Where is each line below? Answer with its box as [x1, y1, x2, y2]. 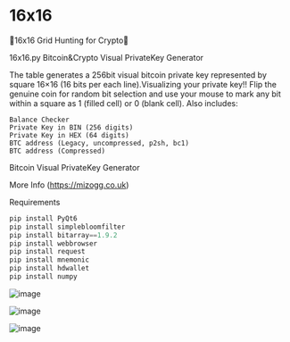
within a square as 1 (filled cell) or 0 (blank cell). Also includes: [9, 97, 238, 108]
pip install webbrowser [9, 238, 98, 248]
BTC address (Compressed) [9, 146, 105, 155]
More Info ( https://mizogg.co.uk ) [9, 179, 129, 190]
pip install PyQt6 [9, 213, 78, 223]
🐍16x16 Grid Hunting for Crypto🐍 [9, 35, 129, 46]
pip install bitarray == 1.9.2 [9, 230, 118, 239]
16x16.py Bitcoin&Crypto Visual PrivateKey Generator [9, 52, 203, 63]
